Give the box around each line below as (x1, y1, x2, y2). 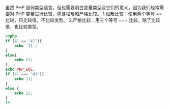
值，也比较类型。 (5, 23, 41, 30)
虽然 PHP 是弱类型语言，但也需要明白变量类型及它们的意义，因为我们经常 (5, 5, 160, 10)
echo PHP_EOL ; (5, 67, 36, 72)
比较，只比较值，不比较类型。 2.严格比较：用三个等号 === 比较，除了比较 (5, 17, 160, 23)
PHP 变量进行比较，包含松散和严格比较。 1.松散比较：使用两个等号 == (15, 11, 162, 17)
